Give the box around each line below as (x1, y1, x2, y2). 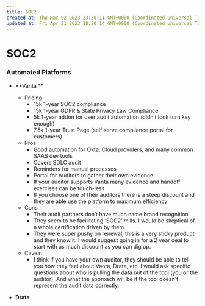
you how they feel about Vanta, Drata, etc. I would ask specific (33, 262, 191, 269)
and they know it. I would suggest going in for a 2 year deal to (33, 236, 189, 244)
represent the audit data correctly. (33, 282, 120, 289)
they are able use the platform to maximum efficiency (33, 197, 168, 205)
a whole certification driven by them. (33, 223, 126, 230)
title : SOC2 (6, 9, 37, 15)
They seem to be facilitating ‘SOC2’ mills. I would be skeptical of (33, 217, 195, 224)
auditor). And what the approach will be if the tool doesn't (33, 275, 179, 282)
